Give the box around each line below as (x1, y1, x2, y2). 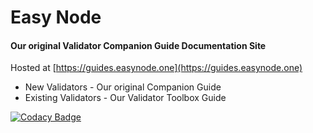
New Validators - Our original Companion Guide (24, 81, 222, 93)
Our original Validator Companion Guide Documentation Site (10, 39, 267, 51)
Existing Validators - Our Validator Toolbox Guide (24, 92, 227, 104)
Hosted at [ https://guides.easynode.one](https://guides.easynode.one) (10, 62, 303, 74)
